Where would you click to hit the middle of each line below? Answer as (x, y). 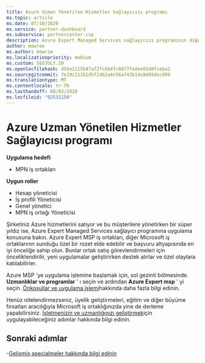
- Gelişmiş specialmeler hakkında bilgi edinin (62, 353)
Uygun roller (22, 181)
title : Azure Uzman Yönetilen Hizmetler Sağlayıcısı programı (87, 12)
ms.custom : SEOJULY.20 (35, 63)
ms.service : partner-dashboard (46, 29)
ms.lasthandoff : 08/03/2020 (42, 92)
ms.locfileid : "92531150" (39, 97)
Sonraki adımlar (37, 339)
